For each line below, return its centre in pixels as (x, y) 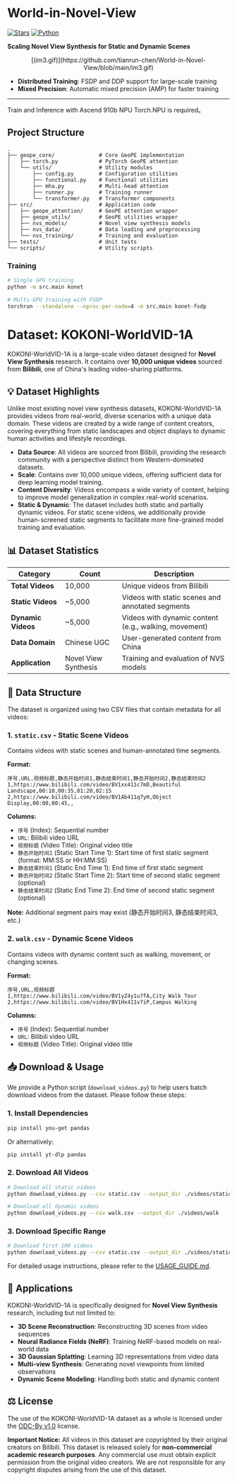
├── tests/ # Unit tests (72, 242)
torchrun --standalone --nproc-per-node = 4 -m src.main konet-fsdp (107, 306)
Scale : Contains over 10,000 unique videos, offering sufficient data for (120, 475)
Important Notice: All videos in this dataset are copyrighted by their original (117, 1439)
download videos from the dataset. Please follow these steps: (97, 1095)
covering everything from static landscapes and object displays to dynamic (116, 431)
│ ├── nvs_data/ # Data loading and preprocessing (104, 229)
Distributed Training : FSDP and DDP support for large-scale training (117, 81)
